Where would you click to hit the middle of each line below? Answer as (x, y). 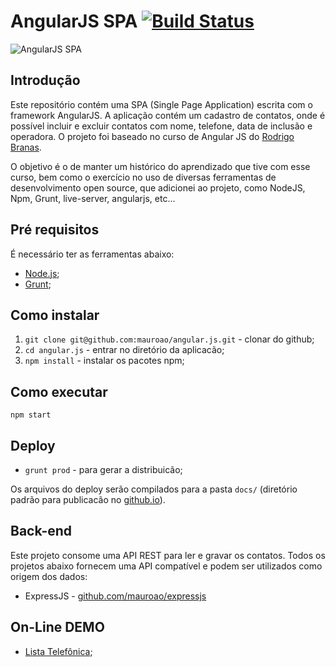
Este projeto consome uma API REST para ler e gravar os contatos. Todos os (168, 555)
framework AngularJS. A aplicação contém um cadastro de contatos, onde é (168, 115)
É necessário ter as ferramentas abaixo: (92, 254)
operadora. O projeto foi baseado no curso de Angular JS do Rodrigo (152, 136)
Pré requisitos (55, 230)
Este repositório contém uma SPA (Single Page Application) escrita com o (161, 104)
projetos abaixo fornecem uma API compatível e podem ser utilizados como (166, 566)
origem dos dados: (49, 576)
